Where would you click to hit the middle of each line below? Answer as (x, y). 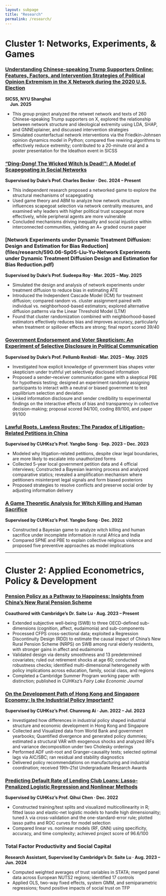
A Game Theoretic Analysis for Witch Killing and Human (74, 503)
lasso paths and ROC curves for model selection (62, 823)
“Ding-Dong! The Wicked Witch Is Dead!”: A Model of (70, 163)
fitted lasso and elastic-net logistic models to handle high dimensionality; (86, 812)
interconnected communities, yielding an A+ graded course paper (79, 227)
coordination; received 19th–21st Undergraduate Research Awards (80, 768)
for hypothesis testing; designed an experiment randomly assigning (81, 382)
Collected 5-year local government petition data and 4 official (75, 464)
